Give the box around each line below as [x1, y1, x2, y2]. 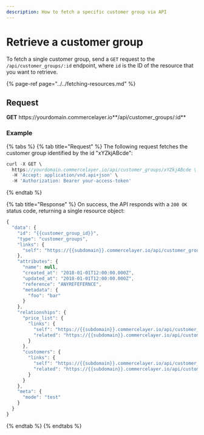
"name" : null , [22, 264, 59, 271]
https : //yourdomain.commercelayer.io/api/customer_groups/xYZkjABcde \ [12, 167, 197, 173]
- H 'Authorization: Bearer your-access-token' [12, 178, 132, 184]
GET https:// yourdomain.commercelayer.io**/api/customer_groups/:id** [6, 114, 186, 121]
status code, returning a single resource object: [6, 207, 125, 215]
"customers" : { [22, 349, 61, 355]
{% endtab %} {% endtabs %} [6, 422, 82, 430]
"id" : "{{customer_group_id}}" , [17, 230, 99, 236]
